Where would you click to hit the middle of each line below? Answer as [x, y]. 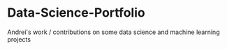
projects [19, 39]
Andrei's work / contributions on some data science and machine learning [113, 32]
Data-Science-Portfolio [76, 13]
